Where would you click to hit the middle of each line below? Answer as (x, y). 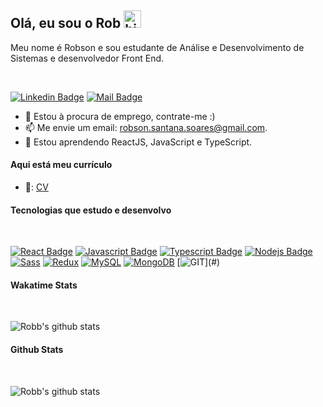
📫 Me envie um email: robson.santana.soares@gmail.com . (146, 127)
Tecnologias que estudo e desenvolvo (91, 210)
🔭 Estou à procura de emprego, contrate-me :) (120, 116)
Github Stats (37, 350)
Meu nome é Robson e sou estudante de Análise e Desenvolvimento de (157, 47)
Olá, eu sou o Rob (66, 23)
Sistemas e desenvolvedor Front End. (87, 58)
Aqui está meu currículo (61, 165)
